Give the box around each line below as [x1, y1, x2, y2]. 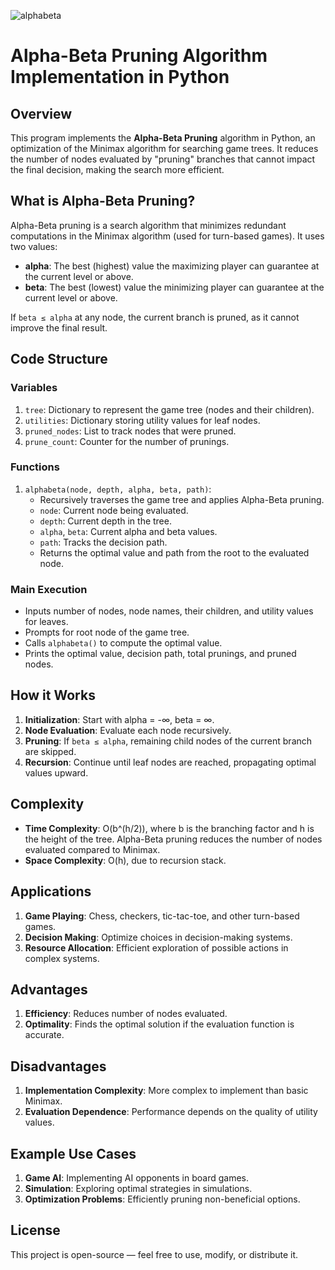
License [10, 1222, 61, 1239]
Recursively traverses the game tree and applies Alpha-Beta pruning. [39, 493, 325, 505]
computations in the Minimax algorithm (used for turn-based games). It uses [10, 230, 325, 242]
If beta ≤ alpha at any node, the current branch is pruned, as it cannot [10, 311, 300, 323]
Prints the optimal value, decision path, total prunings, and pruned [24, 648, 297, 660]
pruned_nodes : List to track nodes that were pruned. [24, 425, 237, 437]
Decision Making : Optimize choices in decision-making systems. [24, 931, 293, 943]
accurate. [24, 1029, 65, 1041]
